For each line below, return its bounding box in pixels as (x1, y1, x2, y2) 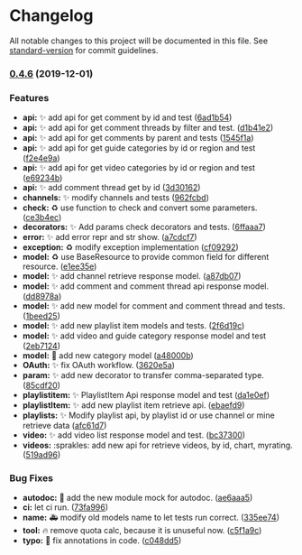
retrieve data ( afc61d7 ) (22, 421, 107, 431)
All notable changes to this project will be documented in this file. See (9, 35, 269, 46)
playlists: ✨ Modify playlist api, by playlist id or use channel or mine (22, 410, 275, 421)
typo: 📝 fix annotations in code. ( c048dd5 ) (22, 535, 182, 546)
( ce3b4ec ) (22, 212, 62, 223)
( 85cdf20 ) (22, 380, 61, 391)
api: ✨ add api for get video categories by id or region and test (22, 162, 255, 173)
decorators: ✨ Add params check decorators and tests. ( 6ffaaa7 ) (22, 222, 266, 233)
